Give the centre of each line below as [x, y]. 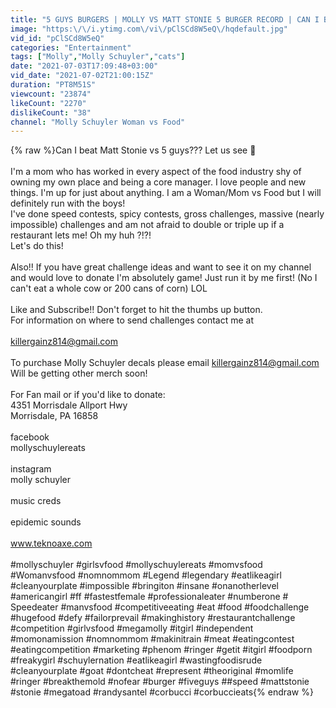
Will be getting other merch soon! [79, 373]
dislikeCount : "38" [51, 112]
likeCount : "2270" [48, 103]
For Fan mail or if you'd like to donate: [88, 395]
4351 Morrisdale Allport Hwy [69, 405]
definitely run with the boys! [68, 203]
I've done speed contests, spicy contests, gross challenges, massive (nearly [167, 214]
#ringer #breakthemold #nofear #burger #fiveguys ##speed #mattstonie [160, 682]
